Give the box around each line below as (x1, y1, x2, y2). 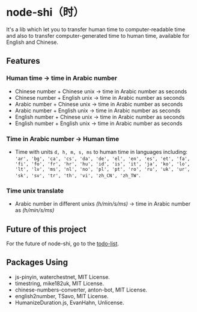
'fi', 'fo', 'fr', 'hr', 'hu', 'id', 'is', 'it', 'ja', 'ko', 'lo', (14, 161, 190, 167)
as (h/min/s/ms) (14, 207, 55, 214)
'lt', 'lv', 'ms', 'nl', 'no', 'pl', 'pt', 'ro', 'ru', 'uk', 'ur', (14, 166, 190, 172)
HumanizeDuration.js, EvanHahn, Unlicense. (14, 299, 124, 306)
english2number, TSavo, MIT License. (14, 292, 109, 299)
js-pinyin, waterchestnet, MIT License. (14, 273, 110, 280)
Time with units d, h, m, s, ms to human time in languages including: (14, 148, 188, 155)
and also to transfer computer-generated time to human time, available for (6, 32, 190, 39)
